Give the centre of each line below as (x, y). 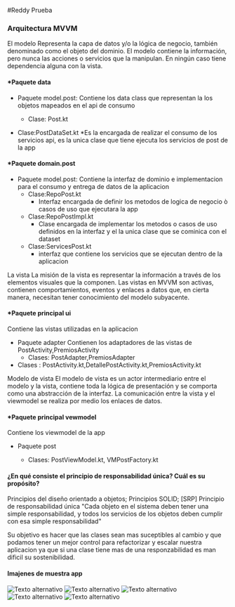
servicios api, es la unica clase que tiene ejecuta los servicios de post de (122, 140)
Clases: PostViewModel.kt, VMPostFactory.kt (93, 460)
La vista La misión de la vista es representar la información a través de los (114, 275)
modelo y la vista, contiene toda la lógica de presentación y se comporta (112, 386)
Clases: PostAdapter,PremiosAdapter (81, 357)
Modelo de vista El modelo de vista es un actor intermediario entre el (107, 378)
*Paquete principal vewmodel (52, 417)
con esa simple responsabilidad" (54, 521)
